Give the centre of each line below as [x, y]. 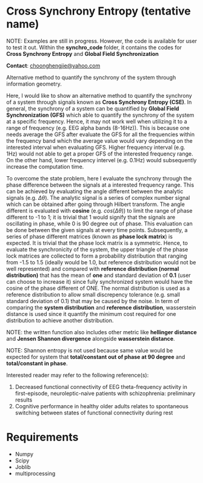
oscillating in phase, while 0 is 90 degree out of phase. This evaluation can [99, 224]
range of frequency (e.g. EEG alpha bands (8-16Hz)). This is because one [98, 128]
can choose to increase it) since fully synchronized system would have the [99, 281]
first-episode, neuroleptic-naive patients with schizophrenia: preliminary [105, 393]
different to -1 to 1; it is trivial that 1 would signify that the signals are [91, 217]
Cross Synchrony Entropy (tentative [98, 11]
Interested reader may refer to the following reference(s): [78, 375]
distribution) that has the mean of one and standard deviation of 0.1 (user [98, 275]
